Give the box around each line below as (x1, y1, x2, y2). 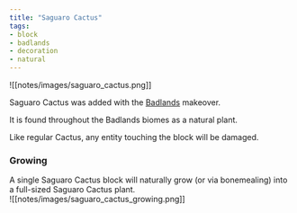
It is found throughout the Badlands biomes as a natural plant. (9, 114, 238, 125)
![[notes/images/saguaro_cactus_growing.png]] (9, 194, 186, 205)
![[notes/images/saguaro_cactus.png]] (9, 80, 152, 90)
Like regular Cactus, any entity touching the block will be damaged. (9, 132, 259, 142)
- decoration (9, 47, 58, 56)
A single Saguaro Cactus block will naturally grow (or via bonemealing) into (9, 174, 288, 185)
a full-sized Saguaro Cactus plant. (9, 184, 136, 195)
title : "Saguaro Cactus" (9, 13, 103, 22)
